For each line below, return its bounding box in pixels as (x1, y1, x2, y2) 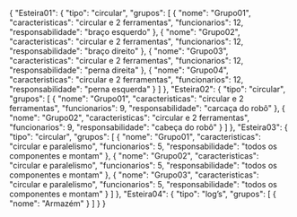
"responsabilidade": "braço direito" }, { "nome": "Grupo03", (9, 46, 229, 56)
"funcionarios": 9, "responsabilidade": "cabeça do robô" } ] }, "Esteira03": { (9, 122, 289, 133)
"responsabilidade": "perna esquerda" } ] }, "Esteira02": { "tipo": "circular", (9, 84, 285, 94)
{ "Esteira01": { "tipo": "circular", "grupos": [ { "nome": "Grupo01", (9, 8, 251, 18)
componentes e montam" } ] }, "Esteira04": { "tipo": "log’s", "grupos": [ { (9, 188, 276, 199)
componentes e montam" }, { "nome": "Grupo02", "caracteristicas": (9, 151, 259, 161)
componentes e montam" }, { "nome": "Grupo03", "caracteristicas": (9, 169, 259, 180)
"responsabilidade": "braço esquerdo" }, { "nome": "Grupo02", (9, 27, 240, 37)
